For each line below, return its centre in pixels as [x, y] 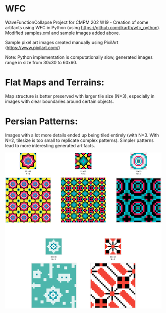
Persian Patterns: [42, 121]
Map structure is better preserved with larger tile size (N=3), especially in [80, 96]
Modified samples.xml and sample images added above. [63, 33]
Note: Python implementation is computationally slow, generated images [79, 57]
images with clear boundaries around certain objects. [59, 101]
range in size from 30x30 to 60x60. [41, 62]
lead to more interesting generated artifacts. [50, 145]
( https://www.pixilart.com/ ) [33, 47]
